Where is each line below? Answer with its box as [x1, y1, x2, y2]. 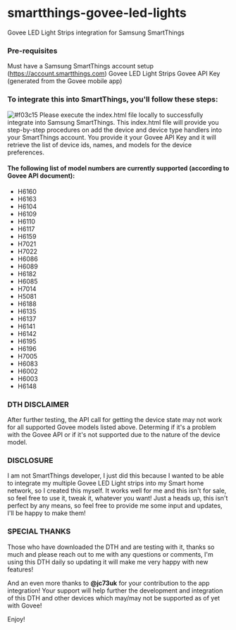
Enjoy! [7, 614, 26, 623]
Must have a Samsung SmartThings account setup [7, 62, 154, 70]
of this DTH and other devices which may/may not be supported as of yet [7, 593, 221, 602]
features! [7, 565, 34, 574]
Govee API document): [7, 171, 75, 180]
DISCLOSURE [7, 455, 54, 465]
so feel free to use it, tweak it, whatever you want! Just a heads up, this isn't [7, 494, 228, 502]
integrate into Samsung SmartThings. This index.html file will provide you [7, 118, 219, 126]
